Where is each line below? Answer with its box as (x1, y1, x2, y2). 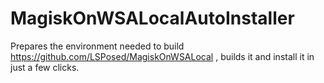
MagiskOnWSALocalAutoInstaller (10, 7, 295, 30)
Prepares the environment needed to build (10, 40, 185, 52)
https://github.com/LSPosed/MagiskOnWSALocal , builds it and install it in (10, 50, 315, 62)
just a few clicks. (10, 61, 80, 73)
